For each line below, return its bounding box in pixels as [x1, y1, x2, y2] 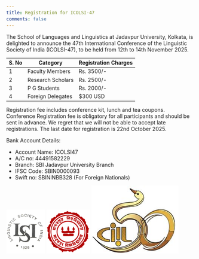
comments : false [6, 16, 47, 22]
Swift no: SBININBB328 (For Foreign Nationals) [14, 173, 130, 181]
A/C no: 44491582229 [14, 154, 71, 162]
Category [38, 59, 63, 66]
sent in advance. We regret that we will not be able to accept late [6, 118, 166, 126]
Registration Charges [78, 59, 133, 66]
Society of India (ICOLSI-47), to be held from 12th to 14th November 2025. [6, 45, 189, 53]
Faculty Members [27, 68, 71, 75]
